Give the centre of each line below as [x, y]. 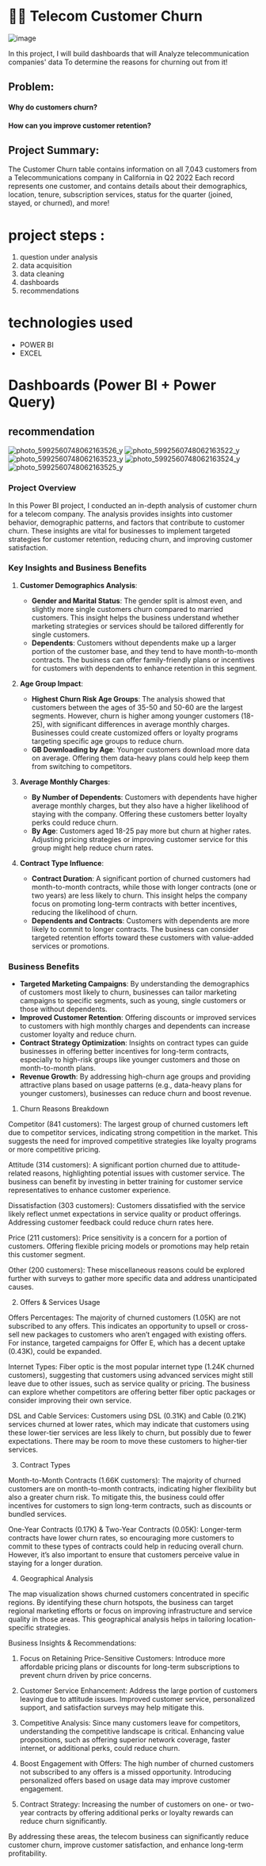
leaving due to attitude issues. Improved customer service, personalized [137, 1699]
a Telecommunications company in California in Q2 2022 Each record [122, 178]
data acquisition [46, 266]
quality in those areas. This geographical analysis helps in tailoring [117, 1619]
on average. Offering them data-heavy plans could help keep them [140, 758]
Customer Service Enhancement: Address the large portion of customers [139, 1691]
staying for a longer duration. [55, 1564]
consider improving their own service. [70, 1401]
